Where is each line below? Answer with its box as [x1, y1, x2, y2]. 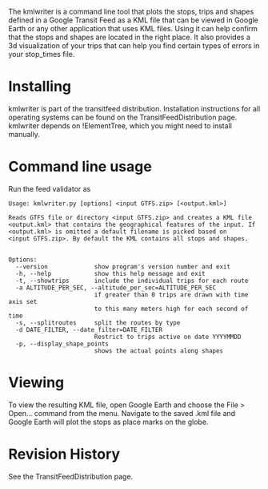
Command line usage [8, 158, 152, 176]
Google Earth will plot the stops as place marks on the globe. [8, 417, 209, 426]
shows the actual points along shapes [94, 346, 224, 355]
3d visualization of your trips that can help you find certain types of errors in [8, 41, 260, 51]
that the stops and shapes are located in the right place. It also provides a [8, 32, 250, 42]
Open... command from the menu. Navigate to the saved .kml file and [8, 408, 236, 418]
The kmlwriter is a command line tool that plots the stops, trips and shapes [8, 7, 254, 16]
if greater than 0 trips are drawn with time [94, 290, 249, 299]
